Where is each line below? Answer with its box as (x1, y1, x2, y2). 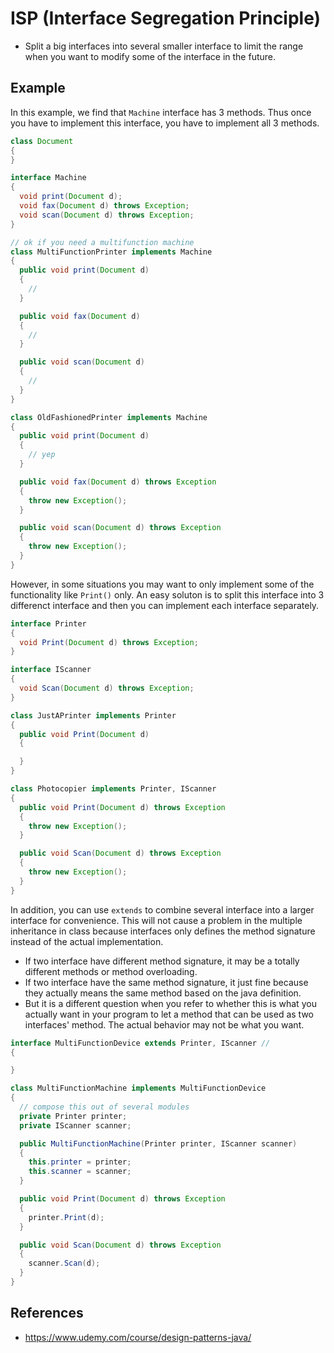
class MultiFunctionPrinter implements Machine (10, 247, 213, 257)
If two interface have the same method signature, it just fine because (24, 976, 309, 988)
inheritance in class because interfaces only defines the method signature (10, 925, 316, 937)
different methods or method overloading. (24, 965, 198, 977)
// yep (28, 450, 56, 460)
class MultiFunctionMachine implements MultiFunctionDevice (10, 1083, 267, 1094)
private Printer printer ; (19, 1111, 128, 1121)
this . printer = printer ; (28, 1157, 132, 1167)
